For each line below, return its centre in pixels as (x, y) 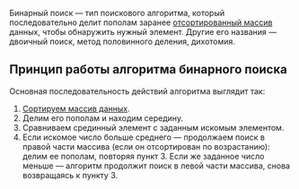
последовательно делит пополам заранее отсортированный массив (141, 22)
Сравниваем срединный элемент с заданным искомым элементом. (153, 127)
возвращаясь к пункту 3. (70, 175)
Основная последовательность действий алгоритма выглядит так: (137, 91)
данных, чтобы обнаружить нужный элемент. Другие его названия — (143, 32)
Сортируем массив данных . (76, 108)
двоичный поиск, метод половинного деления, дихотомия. (123, 41)
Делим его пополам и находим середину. (103, 118)
